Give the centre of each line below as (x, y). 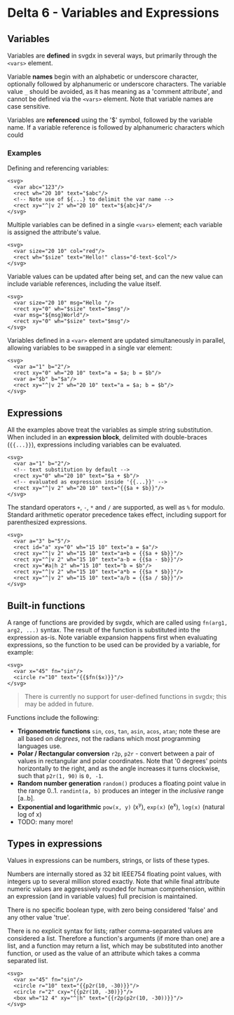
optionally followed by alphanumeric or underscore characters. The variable (117, 84)
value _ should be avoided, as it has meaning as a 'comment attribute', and (115, 91)
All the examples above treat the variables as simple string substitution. (110, 430)
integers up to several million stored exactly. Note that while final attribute (113, 882)
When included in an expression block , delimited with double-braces (108, 437)
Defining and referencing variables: (58, 168)
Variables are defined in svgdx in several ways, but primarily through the (112, 55)
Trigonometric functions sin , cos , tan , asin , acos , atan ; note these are (119, 731)
